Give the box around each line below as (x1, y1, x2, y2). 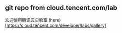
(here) (48, 17, 61, 23)
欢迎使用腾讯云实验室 (5, 17, 47, 23)
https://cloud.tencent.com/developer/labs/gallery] (6, 22, 107, 28)
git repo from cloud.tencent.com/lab (5, 4, 118, 12)
